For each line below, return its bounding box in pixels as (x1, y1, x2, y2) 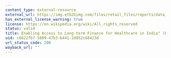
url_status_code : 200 (5, 40, 51, 45)
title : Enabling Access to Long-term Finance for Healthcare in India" (5, 31, 160, 36)
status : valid (5, 26, 36, 31)
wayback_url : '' (5, 45, 40, 50)
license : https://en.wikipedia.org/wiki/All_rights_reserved (5, 21, 138, 27)
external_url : (5, 12, 36, 17)
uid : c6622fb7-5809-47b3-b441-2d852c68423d (5, 36, 99, 41)
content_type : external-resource (5, 7, 76, 13)
